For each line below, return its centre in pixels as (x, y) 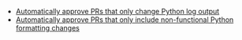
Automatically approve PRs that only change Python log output (117, 11)
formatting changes (48, 28)
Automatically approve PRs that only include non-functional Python (125, 20)
